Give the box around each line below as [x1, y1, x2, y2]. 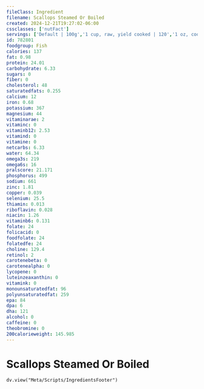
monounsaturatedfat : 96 [6, 286, 67, 292]
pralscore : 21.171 [6, 167, 53, 173]
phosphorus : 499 [6, 173, 47, 179]
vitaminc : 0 [6, 122, 36, 128]
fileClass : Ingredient [6, 9, 64, 15]
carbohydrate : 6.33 [6, 65, 56, 72]
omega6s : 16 [6, 162, 36, 168]
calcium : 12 [6, 94, 36, 100]
